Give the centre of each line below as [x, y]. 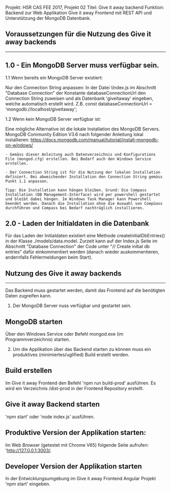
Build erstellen [29, 371]
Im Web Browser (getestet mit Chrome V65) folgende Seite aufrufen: [77, 445]
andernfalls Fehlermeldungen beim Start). [49, 257]
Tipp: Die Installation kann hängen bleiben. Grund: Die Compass [76, 190]
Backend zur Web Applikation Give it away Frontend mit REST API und [79, 13]
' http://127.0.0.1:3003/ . [28, 450]
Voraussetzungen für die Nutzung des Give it [78, 34]
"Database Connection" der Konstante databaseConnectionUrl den [76, 93]
